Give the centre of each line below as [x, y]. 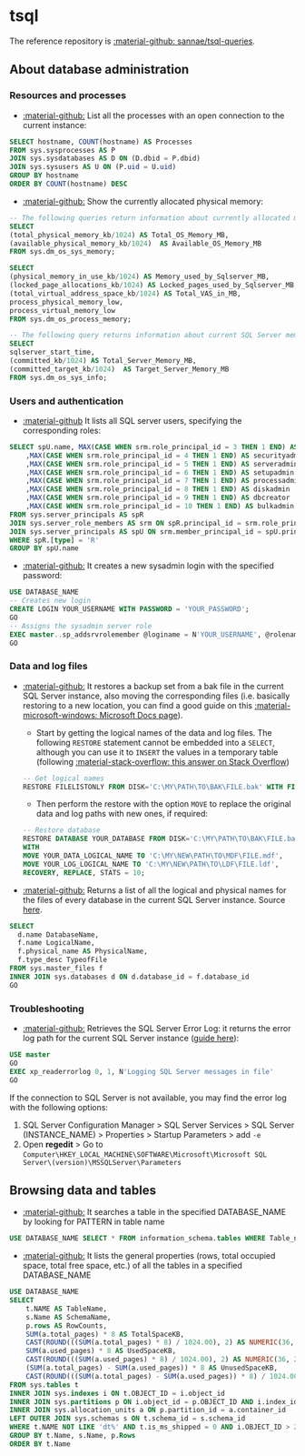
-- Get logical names [63, 778]
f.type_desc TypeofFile [62, 960]
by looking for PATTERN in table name [93, 1222]
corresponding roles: [62, 430]
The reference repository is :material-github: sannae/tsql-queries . [133, 41]
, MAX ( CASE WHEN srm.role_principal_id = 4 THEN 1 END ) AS [138, 456]
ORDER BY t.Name [40, 1444]
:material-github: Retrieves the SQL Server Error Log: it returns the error [157, 1029]
